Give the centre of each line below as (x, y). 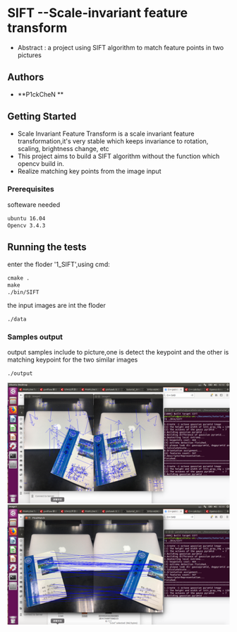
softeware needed (34, 204)
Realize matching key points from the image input (89, 171)
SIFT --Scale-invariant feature (98, 13)
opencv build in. (41, 163)
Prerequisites (31, 189)
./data (17, 319)
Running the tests (47, 248)
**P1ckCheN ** (41, 94)
